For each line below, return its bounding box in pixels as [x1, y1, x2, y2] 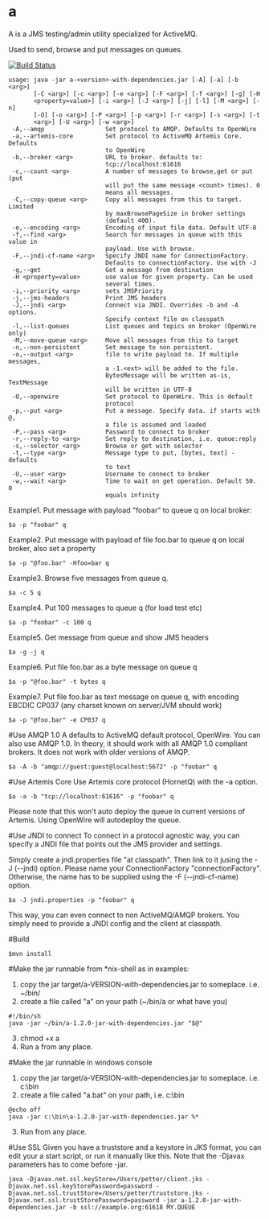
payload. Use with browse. [105, 245, 196, 253]
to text [105, 463, 131, 471]
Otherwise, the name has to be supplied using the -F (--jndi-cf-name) [8, 871, 239, 881]
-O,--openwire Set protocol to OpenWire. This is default [11, 393, 253, 401]
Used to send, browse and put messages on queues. [8, 44, 183, 54]
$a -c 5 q [8, 588, 42, 597]
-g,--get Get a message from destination [11, 266, 214, 274]
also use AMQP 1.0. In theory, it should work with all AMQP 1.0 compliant [8, 739, 248, 748]
